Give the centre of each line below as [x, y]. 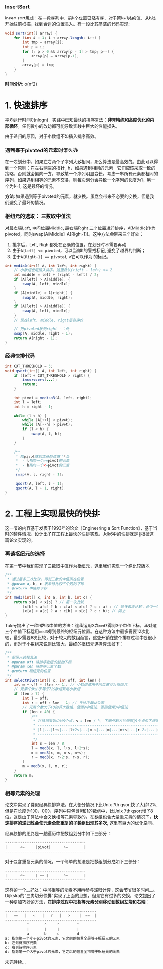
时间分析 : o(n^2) [21, 84]
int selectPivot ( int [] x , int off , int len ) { [53, 680]
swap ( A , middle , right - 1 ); [43, 333]
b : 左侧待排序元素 [21, 943]
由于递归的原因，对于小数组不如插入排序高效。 [52, 136]
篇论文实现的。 [20, 540]
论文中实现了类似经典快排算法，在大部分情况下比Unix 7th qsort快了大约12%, [81, 805]
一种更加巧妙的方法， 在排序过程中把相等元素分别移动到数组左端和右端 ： [77, 902]
